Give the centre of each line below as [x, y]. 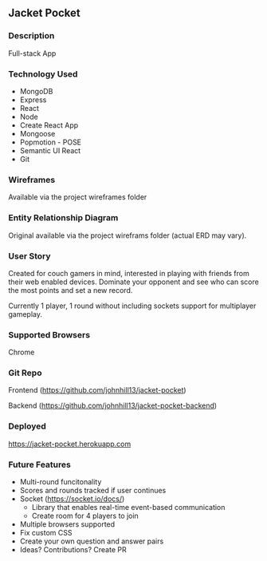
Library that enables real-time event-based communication [128, 508]
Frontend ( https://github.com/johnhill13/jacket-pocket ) [97, 390]
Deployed [27, 426]
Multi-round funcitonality [61, 482]
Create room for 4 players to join [85, 516]
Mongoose [37, 133]
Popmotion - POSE [51, 142]
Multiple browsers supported [67, 524]
